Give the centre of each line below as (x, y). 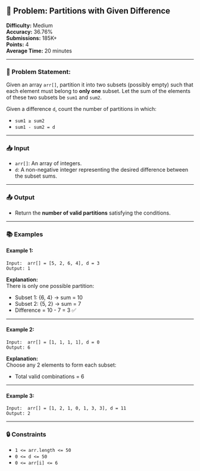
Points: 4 (18, 44)
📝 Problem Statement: (38, 72)
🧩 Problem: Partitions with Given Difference (88, 11)
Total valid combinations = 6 (49, 377)
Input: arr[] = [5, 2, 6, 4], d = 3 (53, 263)
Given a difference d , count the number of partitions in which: (81, 109)
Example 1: (20, 250)
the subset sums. (36, 176)
